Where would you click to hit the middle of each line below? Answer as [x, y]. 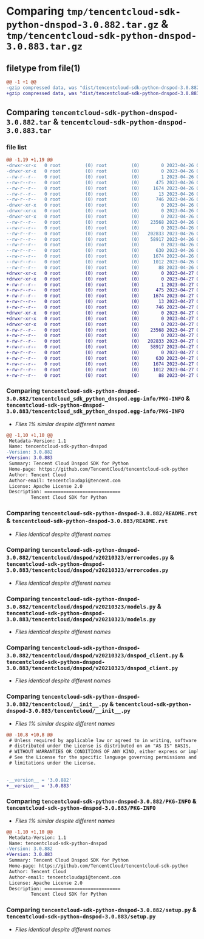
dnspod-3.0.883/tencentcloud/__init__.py [68, 711]
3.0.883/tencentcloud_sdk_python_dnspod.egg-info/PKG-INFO [95, 412]
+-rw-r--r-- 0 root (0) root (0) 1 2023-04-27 [100, 285]
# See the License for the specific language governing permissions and [103, 757]
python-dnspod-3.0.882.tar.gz [83, 25]
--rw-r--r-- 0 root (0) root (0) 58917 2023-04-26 [100, 239]
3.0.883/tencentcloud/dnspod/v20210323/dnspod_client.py [92, 668]
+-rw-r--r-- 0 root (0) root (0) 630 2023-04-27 [100, 358]
